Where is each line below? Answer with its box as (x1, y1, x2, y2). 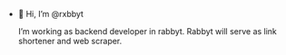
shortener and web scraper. (17, 36, 123, 46)
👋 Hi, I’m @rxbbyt (17, 9, 84, 19)
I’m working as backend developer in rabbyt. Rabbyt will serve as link (17, 26, 277, 36)
